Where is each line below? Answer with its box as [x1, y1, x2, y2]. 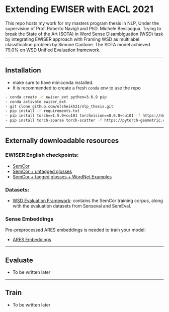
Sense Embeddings [5, 215, 54, 222]
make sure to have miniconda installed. [12, 79, 94, 85]
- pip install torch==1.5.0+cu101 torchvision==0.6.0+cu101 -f [5, 113, 141, 119]
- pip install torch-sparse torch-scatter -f [5, 118, 102, 123]
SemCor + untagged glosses [12, 168, 72, 174]
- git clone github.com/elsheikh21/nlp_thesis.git [5, 104, 114, 109]
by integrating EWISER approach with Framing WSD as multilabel [5, 36, 140, 42]
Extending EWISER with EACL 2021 [5, 4, 153, 15]
